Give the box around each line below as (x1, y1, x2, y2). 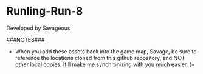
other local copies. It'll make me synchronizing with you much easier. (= (15, 61, 196, 68)
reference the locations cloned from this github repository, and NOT (15, 54, 185, 61)
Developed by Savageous (6, 24, 71, 32)
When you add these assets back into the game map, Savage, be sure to (15, 47, 197, 55)
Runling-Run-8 (6, 4, 83, 18)
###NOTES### (6, 36, 45, 43)
